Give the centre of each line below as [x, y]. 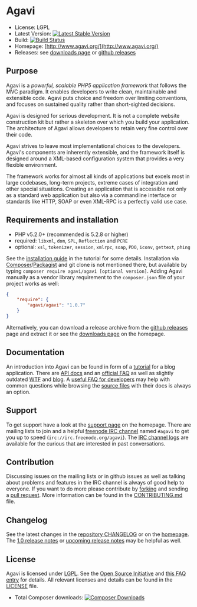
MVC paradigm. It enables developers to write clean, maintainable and [91, 91]
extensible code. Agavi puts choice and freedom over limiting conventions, [97, 98]
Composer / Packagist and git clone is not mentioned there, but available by [97, 264]
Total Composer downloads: [49, 598]
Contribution [30, 462]
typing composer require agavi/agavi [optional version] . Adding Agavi [94, 271]
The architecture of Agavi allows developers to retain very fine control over [97, 128]
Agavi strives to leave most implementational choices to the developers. [93, 146]
